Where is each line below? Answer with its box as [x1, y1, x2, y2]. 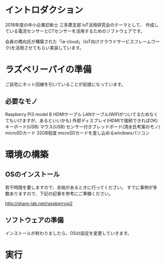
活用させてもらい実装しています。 [15, 45, 84, 51]
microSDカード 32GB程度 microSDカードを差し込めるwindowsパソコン [5, 130, 150, 136]
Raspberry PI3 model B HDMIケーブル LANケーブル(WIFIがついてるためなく [5, 111, 158, 117]
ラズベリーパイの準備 [5, 64, 92, 75]
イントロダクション [5, 4, 83, 16]
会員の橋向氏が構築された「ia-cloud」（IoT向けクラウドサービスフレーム [5, 38, 152, 45]
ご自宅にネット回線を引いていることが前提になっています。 [5, 81, 126, 87]
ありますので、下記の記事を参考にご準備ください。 [9, 190, 114, 196]
